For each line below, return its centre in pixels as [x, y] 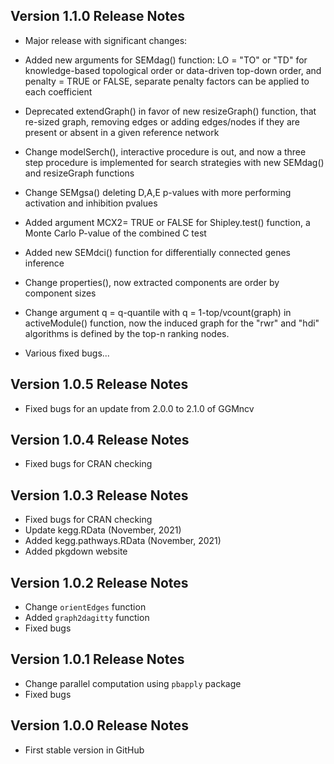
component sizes [60, 293]
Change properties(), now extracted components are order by [152, 282]
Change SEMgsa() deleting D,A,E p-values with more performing [158, 192]
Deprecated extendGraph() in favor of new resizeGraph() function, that [170, 111]
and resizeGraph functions [79, 173]
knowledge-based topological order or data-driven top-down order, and [173, 70]
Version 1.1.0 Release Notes [98, 16]
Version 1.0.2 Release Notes [99, 582]
